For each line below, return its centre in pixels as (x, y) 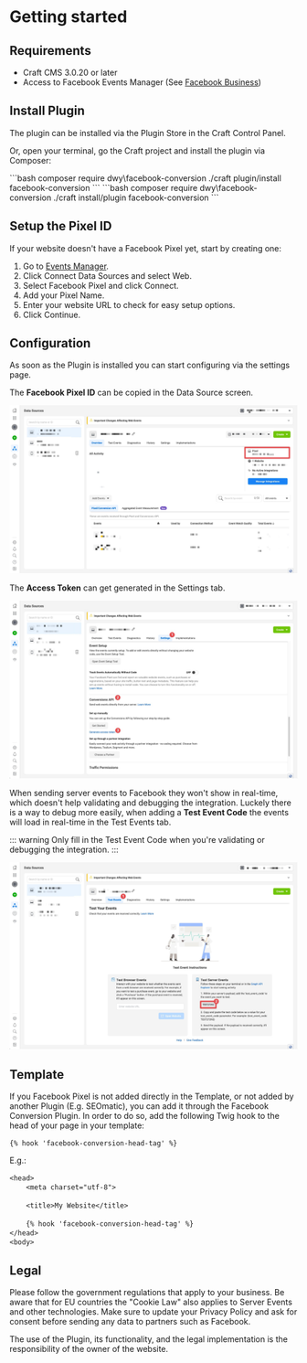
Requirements (50, 51)
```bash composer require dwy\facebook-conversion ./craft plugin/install (145, 178)
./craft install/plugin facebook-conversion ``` (136, 197)
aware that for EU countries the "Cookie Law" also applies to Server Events (151, 1302)
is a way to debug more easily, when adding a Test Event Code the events (149, 813)
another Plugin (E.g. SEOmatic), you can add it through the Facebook (139, 1106)
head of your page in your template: (77, 1125)
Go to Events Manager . (66, 266)
